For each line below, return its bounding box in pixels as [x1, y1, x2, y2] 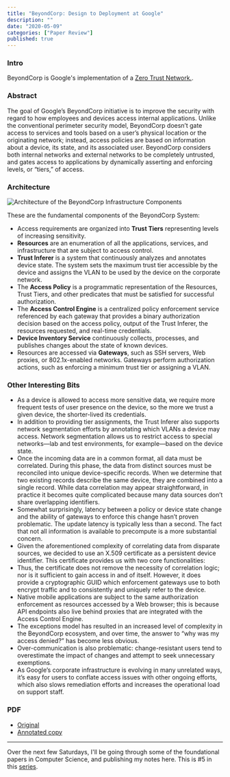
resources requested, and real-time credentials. [16, 327, 152, 335]
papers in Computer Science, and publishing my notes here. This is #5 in [7, 755, 212, 763]
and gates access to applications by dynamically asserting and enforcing [7, 157, 213, 166]
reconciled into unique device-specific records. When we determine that [16, 469, 222, 477]
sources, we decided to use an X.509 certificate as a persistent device [16, 549, 217, 557]
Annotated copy [16, 728, 63, 736]
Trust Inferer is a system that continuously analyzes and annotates [16, 254, 207, 262]
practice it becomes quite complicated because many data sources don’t [16, 491, 223, 499]
